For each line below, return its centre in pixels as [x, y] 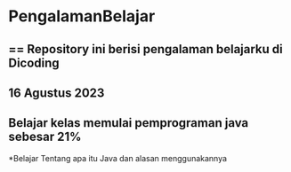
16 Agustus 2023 [57, 93]
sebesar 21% [45, 137]
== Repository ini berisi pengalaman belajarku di [146, 49]
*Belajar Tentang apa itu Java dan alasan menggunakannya [118, 158]
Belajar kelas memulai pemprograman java [129, 123]
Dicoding [34, 63]
